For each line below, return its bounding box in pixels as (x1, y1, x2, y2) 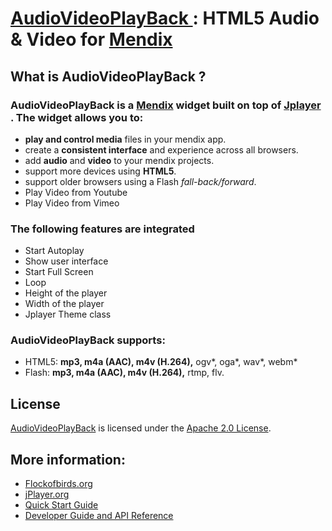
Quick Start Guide (24, 499, 99, 511)
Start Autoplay (24, 245, 85, 257)
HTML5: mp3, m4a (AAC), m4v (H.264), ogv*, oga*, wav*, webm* (24, 356, 298, 368)
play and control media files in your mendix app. (24, 133, 227, 145)
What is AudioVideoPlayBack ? (10, 68, 207, 85)
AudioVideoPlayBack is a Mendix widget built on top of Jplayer (10, 98, 322, 112)
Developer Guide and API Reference (24, 510, 174, 522)
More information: (10, 451, 126, 468)
